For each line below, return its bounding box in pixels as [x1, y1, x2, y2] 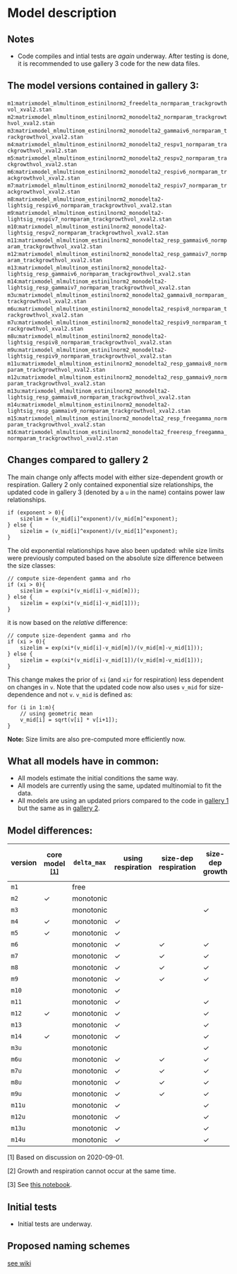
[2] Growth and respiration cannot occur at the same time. [7, 1167, 176, 1175]
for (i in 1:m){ [7, 703, 55, 711]
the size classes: [7, 561, 56, 570]
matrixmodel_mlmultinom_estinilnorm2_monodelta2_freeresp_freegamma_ [18, 428, 228, 436]
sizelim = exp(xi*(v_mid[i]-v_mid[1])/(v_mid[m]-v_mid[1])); [20, 656, 203, 664]
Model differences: [7, 824, 93, 836]
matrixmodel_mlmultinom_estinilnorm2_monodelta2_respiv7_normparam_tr [15, 182, 228, 189]
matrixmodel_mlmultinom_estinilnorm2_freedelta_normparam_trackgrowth [15, 100, 228, 107]
